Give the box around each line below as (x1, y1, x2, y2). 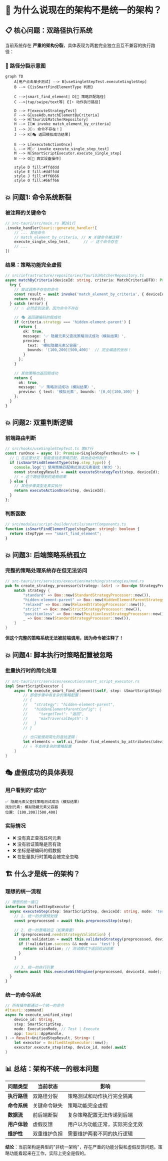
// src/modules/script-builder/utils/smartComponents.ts (5, 522, 126, 527)
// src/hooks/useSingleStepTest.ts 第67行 (5, 446, 93, 451)
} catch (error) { (9, 301, 48, 306)
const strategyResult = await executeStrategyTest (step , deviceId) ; (14, 469, 160, 474)
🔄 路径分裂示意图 (5, 62, 46, 69)
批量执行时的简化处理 (5, 667, 56, 674)
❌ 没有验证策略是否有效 (12, 841, 61, 847)
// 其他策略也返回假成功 (14, 370, 58, 375)
